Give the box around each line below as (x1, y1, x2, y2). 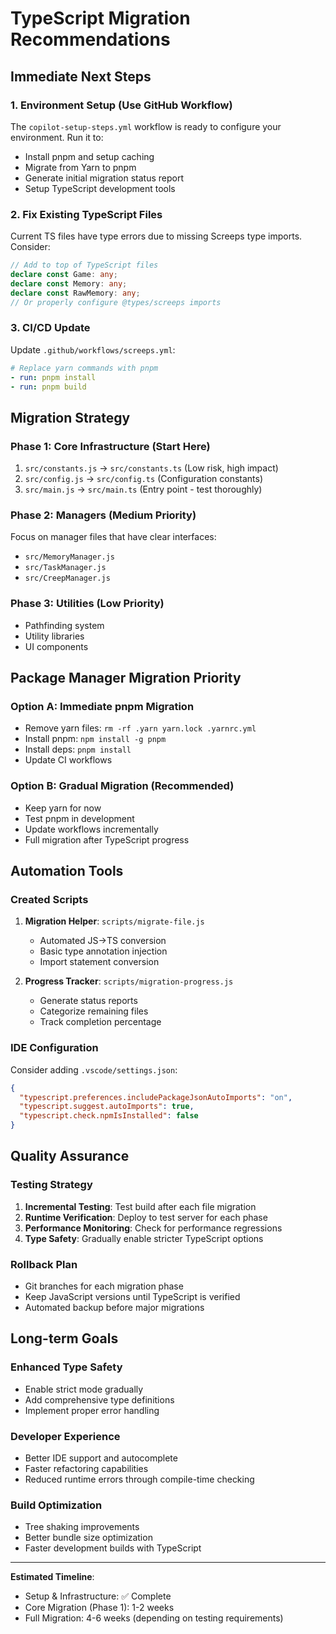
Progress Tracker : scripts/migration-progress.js (24, 975, 234, 987)
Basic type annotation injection (39, 945, 168, 957)
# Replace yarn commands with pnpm (10, 363, 159, 373)
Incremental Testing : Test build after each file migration (24, 1200, 257, 1212)
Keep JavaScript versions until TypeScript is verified (24, 1291, 241, 1303)
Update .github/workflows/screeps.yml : (10, 343, 176, 356)
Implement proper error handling (24, 1404, 160, 1416)
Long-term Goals (10, 1330, 119, 1347)
